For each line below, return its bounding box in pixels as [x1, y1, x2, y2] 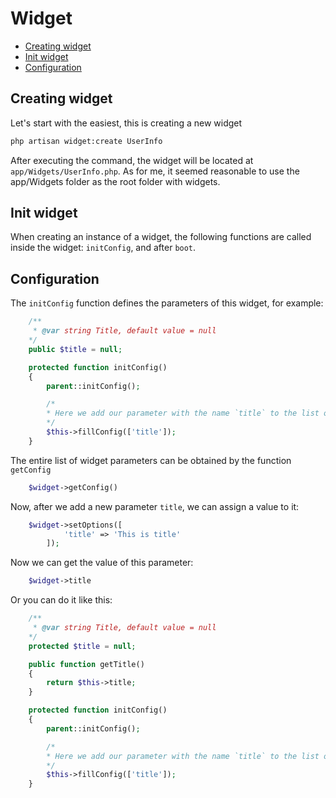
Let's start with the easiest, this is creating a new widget [10, 117, 243, 129]
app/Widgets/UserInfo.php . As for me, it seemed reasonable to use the [10, 165, 300, 177]
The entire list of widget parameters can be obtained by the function [10, 454, 292, 466]
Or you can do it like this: [10, 594, 113, 606]
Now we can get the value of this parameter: [10, 557, 194, 569]
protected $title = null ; [28, 641, 137, 651]
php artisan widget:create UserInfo [10, 136, 163, 146]
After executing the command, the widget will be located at [10, 154, 254, 166]
